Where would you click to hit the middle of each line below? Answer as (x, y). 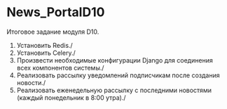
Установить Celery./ (46, 53)
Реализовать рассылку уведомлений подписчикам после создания (118, 75)
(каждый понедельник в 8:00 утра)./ (71, 97)
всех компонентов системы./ (60, 68)
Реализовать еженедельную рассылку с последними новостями (114, 90)
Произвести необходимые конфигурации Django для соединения (115, 60)
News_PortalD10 (56, 12)
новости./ (31, 82)
